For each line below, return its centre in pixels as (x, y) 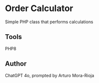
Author (16, 64)
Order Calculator (39, 8)
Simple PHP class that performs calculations (49, 22)
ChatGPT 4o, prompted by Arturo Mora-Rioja (49, 75)
